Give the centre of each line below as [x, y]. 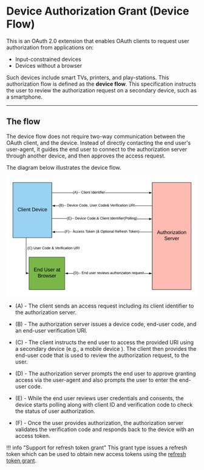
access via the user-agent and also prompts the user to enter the [96, 380]
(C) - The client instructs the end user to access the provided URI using [104, 342]
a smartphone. [25, 97]
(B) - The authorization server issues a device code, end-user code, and [106, 324]
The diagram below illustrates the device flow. [64, 167]
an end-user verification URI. [51, 330]
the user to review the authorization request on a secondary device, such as [102, 90]
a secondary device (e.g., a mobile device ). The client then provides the [106, 348]
